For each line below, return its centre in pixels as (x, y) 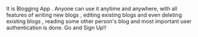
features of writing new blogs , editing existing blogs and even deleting (94, 15)
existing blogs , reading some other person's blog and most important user (99, 21)
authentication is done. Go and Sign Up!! (56, 27)
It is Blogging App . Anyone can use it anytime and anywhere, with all (92, 9)
